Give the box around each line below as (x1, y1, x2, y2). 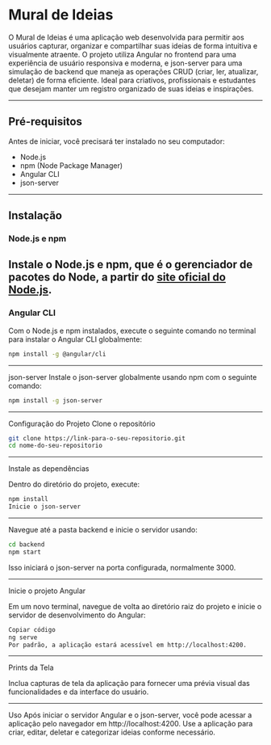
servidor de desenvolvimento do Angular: (8, 610, 146, 620)
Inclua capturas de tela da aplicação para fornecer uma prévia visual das (8, 679, 250, 688)
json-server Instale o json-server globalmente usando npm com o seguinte (8, 372, 257, 381)
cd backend (8, 541, 45, 549)
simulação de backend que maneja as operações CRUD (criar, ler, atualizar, (8, 66, 259, 76)
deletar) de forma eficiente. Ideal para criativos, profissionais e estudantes (8, 75, 256, 85)
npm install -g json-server (8, 396, 103, 405)
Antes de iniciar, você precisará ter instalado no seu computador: (8, 136, 225, 146)
